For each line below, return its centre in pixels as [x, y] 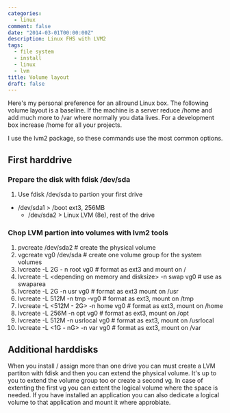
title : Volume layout [39, 77]
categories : [25, 13]
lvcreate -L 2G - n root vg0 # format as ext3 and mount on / [102, 270]
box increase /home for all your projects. [65, 125]
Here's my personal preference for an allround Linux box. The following [108, 103]
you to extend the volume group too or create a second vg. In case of [106, 381]
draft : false [26, 84]
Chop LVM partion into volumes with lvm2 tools [88, 233]
